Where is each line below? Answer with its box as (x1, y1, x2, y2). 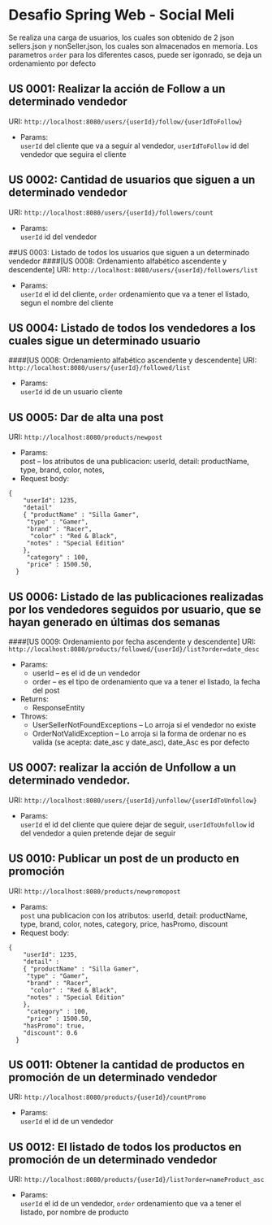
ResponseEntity (32, 703, 85, 712)
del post (32, 685, 60, 695)
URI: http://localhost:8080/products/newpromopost (8, 886, 181, 896)
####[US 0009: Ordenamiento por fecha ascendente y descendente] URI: (8, 636, 257, 646)
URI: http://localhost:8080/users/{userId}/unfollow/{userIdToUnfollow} (8, 795, 257, 805)
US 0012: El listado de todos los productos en (8, 1140, 242, 1153)
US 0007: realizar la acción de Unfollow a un (8, 761, 237, 775)
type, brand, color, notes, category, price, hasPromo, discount (19, 919, 229, 928)
